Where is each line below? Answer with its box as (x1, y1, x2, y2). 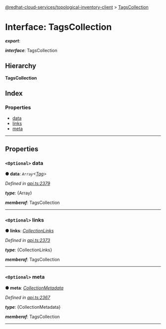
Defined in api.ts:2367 (5, 294, 50, 300)
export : (5, 38, 21, 44)
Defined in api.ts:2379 (5, 181, 50, 187)
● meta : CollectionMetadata (5, 284, 64, 291)
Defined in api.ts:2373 (5, 237, 50, 243)
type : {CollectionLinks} (5, 247, 52, 253)
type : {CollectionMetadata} (5, 304, 61, 310)
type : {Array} (5, 190, 32, 196)
